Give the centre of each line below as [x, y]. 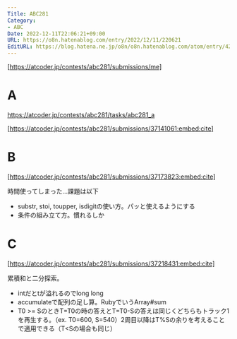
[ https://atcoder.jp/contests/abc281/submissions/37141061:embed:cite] [110, 129]
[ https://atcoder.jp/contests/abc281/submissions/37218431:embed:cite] [111, 263]
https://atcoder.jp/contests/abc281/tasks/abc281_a [81, 114]
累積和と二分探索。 [35, 278]
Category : [22, 20]
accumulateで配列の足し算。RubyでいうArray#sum [92, 302]
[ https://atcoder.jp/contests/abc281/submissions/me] [85, 67]
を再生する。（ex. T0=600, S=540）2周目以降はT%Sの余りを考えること [121, 319]
